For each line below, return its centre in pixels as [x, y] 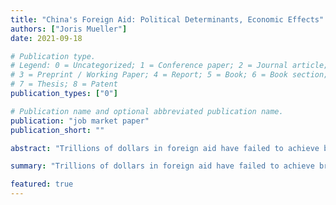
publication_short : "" [57, 130]
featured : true [42, 184]
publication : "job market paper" [80, 121]
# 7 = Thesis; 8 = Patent [64, 84]
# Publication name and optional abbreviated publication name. [147, 111]
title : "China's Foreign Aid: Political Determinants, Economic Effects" [167, 19]
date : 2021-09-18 [46, 38]
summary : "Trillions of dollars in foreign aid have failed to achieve [162, 166]
